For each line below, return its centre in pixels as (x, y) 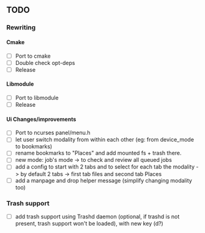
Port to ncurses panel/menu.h (53, 133)
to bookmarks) (34, 147)
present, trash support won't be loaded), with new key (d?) (89, 223)
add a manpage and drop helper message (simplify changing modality (104, 180)
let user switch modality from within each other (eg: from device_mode (105, 140)
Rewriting (21, 28)
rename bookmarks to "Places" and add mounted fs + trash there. (98, 153)
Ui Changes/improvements (41, 119)
